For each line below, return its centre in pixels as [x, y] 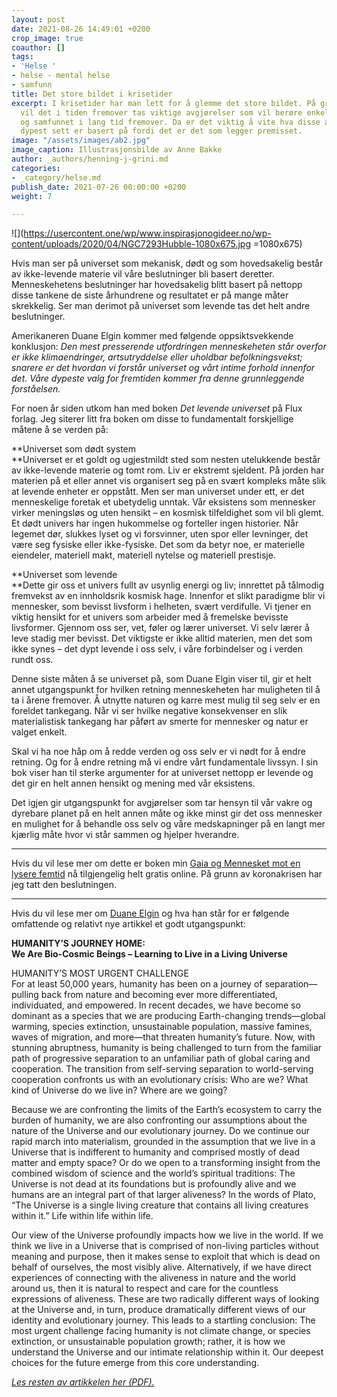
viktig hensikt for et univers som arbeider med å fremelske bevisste [150, 617]
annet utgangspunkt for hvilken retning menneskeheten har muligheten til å [166, 690]
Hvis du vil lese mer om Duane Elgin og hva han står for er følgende [150, 913]
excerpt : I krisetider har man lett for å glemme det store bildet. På [163, 103]
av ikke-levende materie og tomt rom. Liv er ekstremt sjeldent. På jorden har [168, 470]
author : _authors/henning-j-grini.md [90, 159]
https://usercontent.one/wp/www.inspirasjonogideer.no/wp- [147, 233]
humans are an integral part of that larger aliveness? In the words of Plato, [163, 1195]
